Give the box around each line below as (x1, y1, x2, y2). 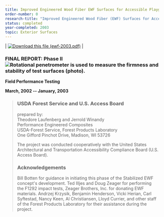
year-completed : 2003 (5, 25, 49, 30)
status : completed (5, 20, 42, 26)
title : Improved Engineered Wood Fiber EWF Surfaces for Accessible (5, 7, 147, 12)
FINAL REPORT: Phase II (5, 55, 63, 62)
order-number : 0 (5, 12, 38, 17)
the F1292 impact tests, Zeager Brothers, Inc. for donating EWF (17, 185, 144, 191)
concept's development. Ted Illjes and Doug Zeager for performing (17, 180, 152, 186)
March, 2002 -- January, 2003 (5, 88, 69, 94)
